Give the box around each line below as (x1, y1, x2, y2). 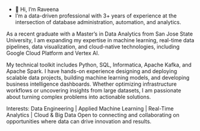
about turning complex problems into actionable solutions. (6, 94, 151, 100)
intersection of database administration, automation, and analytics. (15, 19, 181, 25)
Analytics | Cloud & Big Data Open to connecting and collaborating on (6, 112, 179, 118)
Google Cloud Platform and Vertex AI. (6, 50, 100, 57)
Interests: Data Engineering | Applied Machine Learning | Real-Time (6, 105, 174, 112)
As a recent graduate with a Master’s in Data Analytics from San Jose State (6, 30, 193, 37)
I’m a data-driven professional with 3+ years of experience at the (15, 12, 177, 19)
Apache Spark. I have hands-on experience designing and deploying (6, 68, 177, 75)
